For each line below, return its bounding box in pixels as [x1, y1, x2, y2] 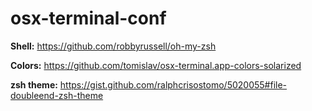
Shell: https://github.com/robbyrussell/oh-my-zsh [10, 40, 217, 52]
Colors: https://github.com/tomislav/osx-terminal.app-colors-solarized [10, 59, 302, 71]
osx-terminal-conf [10, 7, 167, 30]
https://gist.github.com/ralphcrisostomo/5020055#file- [59, 78, 288, 91]
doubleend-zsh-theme [10, 89, 104, 101]
